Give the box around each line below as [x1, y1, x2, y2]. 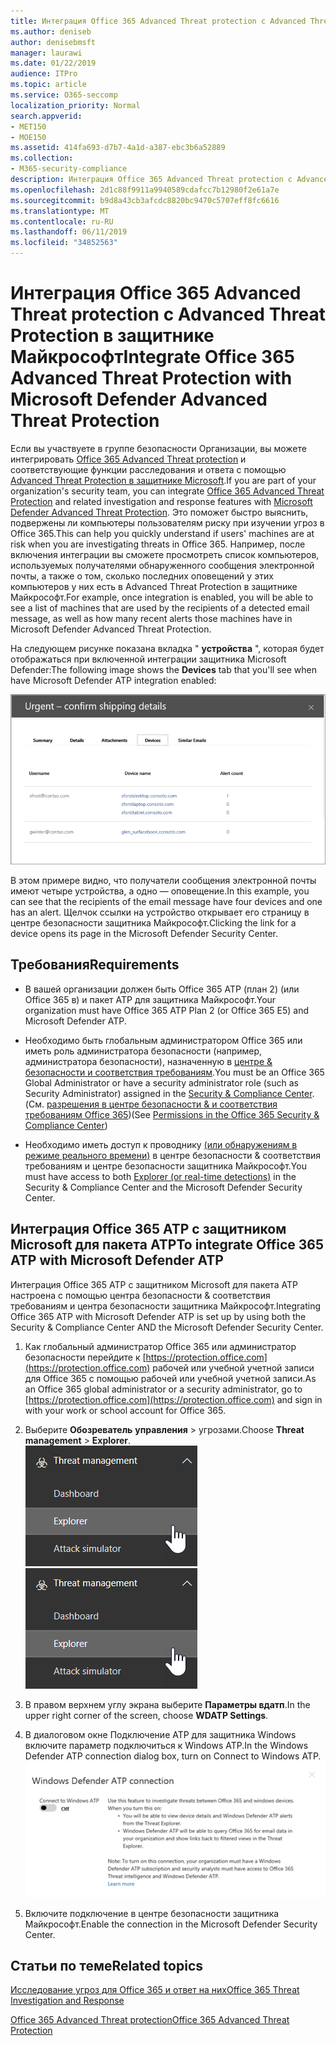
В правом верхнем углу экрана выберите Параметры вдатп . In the [24, 1698, 311, 1710]
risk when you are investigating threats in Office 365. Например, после [10, 538, 306, 550]
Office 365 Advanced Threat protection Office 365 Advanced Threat [10, 2014, 290, 2026]
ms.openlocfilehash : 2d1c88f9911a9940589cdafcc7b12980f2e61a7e [10, 185, 280, 195]
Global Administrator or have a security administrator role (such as [24, 1076, 299, 1089]
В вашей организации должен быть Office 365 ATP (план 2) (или [24, 983, 300, 995]
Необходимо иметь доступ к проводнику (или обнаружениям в [24, 1138, 298, 1150]
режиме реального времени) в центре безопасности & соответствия [24, 1149, 322, 1161]
